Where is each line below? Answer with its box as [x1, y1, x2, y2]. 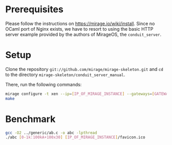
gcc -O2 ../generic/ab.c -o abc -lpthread [5, 130, 97, 135]
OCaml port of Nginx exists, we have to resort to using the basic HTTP [5, 26, 154, 32]
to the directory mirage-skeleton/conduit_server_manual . [5, 71, 125, 78]
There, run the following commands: [5, 81, 82, 87]
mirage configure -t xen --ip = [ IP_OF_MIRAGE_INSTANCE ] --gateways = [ [5, 91, 155, 96]
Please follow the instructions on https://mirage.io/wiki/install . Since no [5, 20, 155, 27]
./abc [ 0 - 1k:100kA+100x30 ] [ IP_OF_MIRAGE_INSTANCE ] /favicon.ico [5, 135, 145, 140]
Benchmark [5, 113, 56, 125]
